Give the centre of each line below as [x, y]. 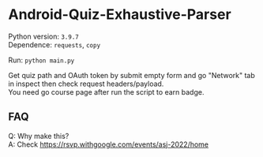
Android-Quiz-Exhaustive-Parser [120, 15]
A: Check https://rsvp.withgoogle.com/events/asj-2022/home [109, 144]
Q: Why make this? [39, 136]
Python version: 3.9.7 [43, 36]
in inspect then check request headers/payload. [86, 84]
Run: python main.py [41, 60]
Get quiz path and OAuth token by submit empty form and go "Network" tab [131, 75]
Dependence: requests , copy [54, 44]
